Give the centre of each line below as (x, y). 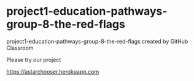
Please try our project (34, 60)
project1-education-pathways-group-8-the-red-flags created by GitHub (97, 41)
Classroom (20, 48)
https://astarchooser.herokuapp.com (53, 71)
